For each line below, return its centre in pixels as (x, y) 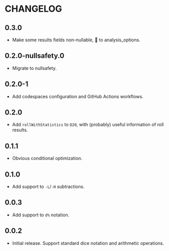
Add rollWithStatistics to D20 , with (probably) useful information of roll (88, 125)
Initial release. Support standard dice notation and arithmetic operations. (88, 243)
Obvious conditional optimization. (47, 158)
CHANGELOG (33, 9)
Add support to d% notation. (41, 215)
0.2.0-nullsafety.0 (35, 56)
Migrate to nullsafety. (34, 68)
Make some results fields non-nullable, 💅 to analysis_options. (76, 40)
